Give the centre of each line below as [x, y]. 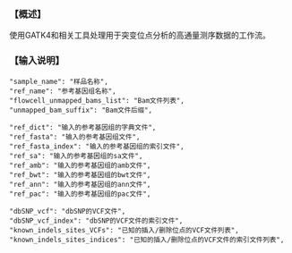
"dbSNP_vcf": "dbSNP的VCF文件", [68, 211]
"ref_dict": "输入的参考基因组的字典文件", [83, 127]
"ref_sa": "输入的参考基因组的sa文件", [76, 156]
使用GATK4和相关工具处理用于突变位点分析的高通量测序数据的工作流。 [140, 35]
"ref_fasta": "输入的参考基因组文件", [75, 137]
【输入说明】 [37, 61]
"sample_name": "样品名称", [59, 81]
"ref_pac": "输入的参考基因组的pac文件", [80, 194]
